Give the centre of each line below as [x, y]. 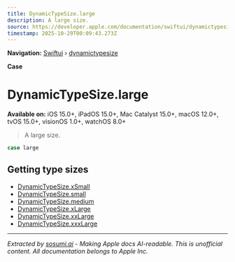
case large [23, 148]
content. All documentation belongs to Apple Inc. [78, 251]
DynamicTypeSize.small [51, 194]
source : [19, 27]
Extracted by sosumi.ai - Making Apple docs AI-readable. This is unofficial [115, 243]
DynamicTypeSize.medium [56, 201]
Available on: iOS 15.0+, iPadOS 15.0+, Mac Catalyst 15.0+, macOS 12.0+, [113, 114]
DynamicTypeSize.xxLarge [56, 216]
